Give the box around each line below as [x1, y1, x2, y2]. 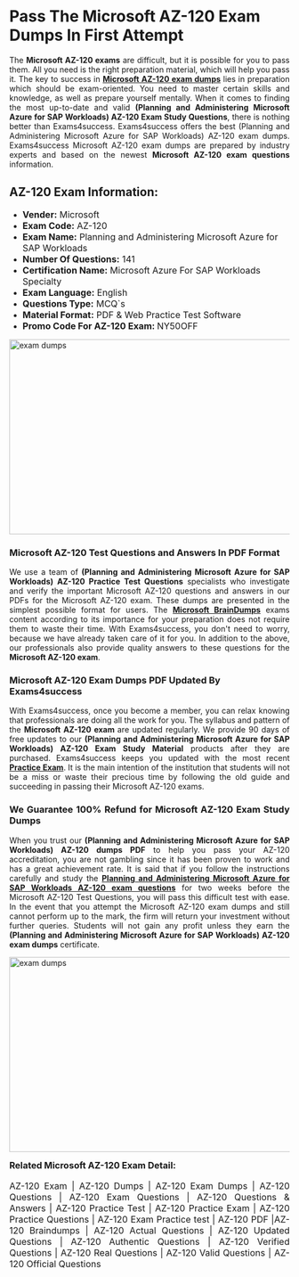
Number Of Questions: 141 [21, 252, 135, 265]
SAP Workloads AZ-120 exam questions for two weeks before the [9, 882, 290, 893]
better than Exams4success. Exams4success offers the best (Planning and [9, 120, 290, 131]
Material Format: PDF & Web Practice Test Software [21, 308, 242, 321]
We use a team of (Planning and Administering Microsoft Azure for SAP [9, 567, 290, 577]
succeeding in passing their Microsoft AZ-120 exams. [9, 782, 205, 792]
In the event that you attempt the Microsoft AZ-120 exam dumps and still [9, 901, 290, 912]
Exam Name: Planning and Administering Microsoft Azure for [21, 230, 279, 242]
